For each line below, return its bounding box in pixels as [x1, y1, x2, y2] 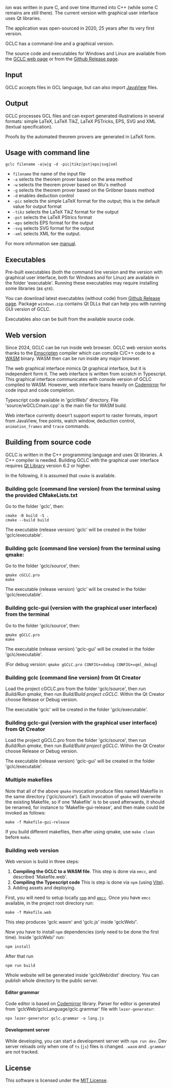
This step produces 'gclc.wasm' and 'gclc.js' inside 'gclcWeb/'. [5, 919, 138, 925]
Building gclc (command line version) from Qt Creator [5, 674, 141, 681]
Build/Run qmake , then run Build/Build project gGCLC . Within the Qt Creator [5, 742, 165, 749]
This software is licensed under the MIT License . [5, 1077, 108, 1083]
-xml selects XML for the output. [12, 230, 81, 237]
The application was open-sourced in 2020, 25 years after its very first [5, 25, 155, 31]
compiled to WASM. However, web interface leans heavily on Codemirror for [5, 381, 166, 388]
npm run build [5, 963, 36, 968]
